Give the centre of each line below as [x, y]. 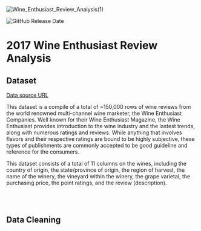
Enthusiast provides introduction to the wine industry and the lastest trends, [101, 126]
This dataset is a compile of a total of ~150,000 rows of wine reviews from [99, 107]
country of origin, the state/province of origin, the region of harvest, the [96, 170]
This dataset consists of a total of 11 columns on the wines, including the [96, 164]
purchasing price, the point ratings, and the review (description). [87, 183]
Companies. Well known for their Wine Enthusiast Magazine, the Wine [93, 120]
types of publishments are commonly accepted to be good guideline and [97, 145]
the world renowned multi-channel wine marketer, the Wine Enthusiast [94, 113]
